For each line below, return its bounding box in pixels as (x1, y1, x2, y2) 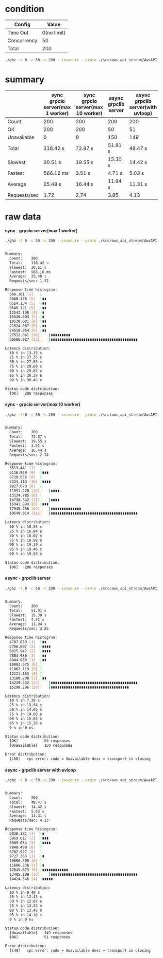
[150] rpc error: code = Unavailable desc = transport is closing (9, 756, 151, 761)
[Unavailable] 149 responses (9, 930, 73, 935)
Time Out (7, 29, 29, 36)
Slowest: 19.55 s (9, 439, 47, 444)
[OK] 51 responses (9, 935, 70, 940)
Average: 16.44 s (9, 448, 47, 453)
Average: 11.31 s (9, 813, 47, 818)
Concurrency (7, 37, 37, 44)
